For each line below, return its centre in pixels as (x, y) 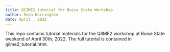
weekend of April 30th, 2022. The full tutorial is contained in (68, 39)
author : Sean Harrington (32, 15)
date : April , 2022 (26, 19)
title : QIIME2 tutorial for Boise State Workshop (59, 10)
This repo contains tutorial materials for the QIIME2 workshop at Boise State (85, 34)
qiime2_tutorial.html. (27, 44)
